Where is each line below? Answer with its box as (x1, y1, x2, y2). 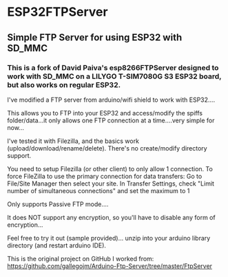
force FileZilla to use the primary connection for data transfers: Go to (7, 172, 203, 180)
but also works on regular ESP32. (7, 80, 121, 89)
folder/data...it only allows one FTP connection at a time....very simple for (7, 116, 215, 124)
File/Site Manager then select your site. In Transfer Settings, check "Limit (7, 179, 215, 188)
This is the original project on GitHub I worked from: (7, 254, 154, 263)
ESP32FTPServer (7, 4, 108, 20)
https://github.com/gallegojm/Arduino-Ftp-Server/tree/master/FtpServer (7, 262, 212, 270)
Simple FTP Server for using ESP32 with (7, 32, 183, 43)
